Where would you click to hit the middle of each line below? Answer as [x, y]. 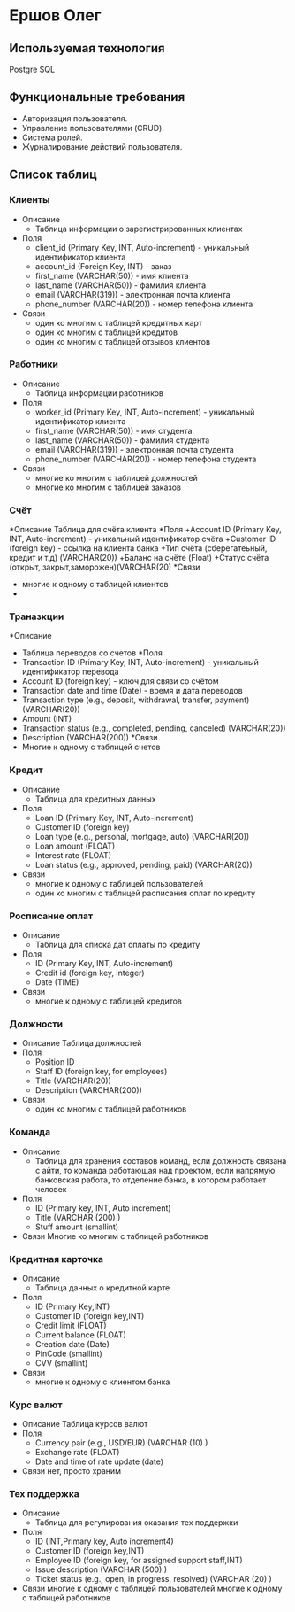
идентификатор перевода [70, 672]
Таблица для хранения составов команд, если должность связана [161, 1160]
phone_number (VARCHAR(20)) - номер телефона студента [146, 459]
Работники [34, 364]
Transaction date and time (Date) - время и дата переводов [132, 691]
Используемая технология [87, 48]
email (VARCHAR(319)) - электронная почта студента [134, 449]
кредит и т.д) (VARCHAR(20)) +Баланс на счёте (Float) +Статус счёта [139, 558]
